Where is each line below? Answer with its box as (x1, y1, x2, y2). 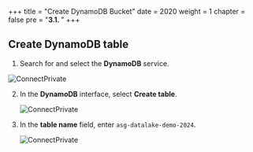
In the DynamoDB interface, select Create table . (19, 89, 177, 98)
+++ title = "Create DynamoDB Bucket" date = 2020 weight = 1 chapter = (8, 7, 246, 16)
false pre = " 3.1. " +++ (8, 15, 80, 24)
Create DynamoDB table (8, 38, 129, 51)
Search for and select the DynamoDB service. (19, 58, 169, 68)
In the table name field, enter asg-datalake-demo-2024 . (19, 120, 196, 129)
